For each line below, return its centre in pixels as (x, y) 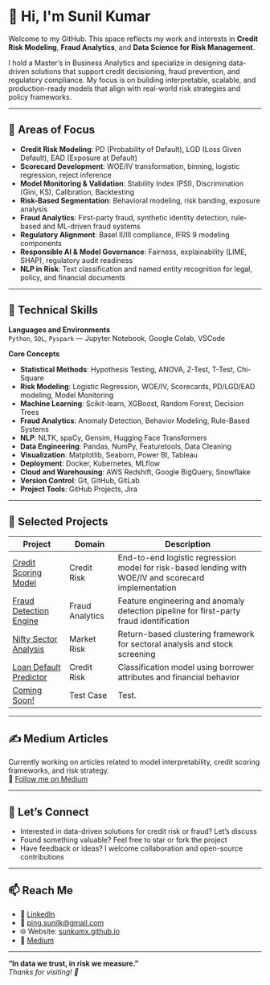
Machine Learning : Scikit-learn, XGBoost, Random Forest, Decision (131, 403)
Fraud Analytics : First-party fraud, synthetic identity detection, (125, 217)
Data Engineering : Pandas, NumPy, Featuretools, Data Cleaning (125, 446)
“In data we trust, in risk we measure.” (74, 963)
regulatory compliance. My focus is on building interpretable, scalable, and (132, 80)
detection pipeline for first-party (179, 611)
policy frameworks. (40, 96)
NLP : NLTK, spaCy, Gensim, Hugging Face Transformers (113, 437)
